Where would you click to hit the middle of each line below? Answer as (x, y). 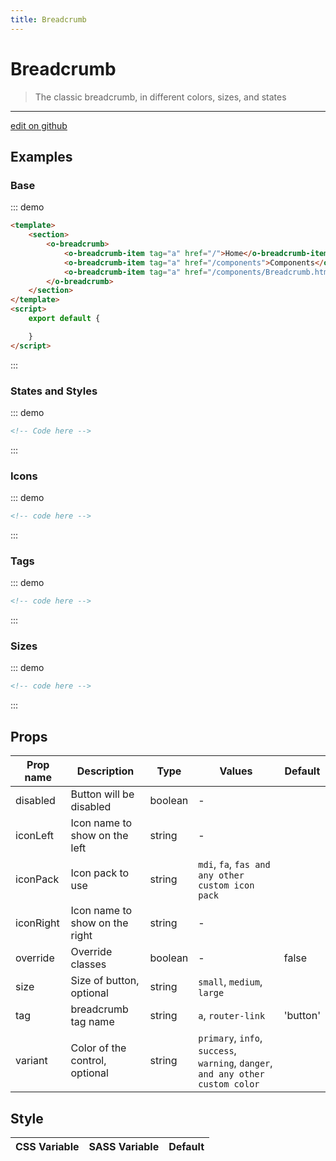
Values (236, 771)
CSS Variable (47, 1146)
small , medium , (230, 982)
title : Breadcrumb (48, 19)
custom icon (226, 885)
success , (217, 1051)
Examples (41, 156)
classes (88, 964)
